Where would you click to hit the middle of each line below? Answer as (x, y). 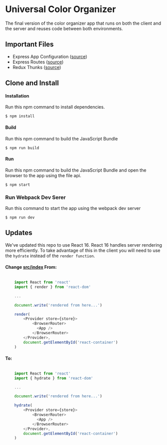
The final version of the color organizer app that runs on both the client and (83, 23)
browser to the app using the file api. (43, 175)
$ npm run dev (20, 217)
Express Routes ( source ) (38, 62)
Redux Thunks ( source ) (37, 67)
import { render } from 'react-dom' (53, 287)
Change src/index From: (31, 267)
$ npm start (18, 185)
